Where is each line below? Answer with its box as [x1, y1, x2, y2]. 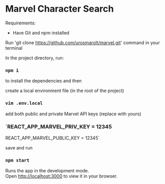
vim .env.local [5, 100, 43, 106]
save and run [5, 144, 33, 150]
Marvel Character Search [5, 3, 114, 15]
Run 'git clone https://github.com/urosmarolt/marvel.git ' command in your [5, 39, 160, 46]
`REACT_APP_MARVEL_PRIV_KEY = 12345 [5, 123, 112, 130]
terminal [5, 45, 23, 51]
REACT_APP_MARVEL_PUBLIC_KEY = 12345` [5, 135, 100, 141]
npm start [5, 157, 30, 163]
